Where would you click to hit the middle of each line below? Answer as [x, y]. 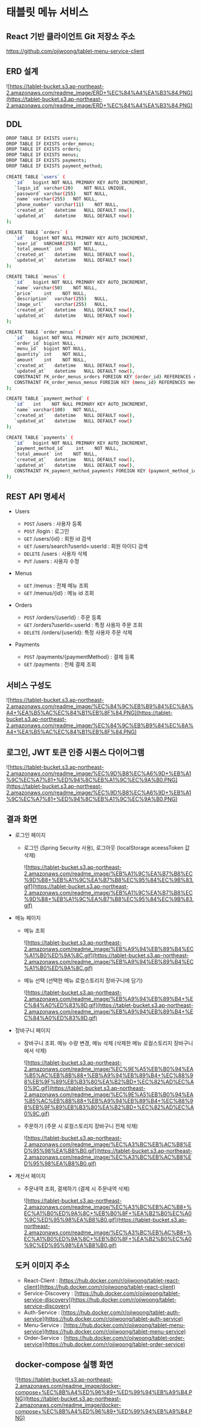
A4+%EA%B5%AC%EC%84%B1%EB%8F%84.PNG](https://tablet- [89, 713]
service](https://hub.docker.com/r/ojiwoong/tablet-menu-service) [105, 1331]
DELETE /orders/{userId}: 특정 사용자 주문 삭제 [78, 632]
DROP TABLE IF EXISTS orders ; [44, 149]
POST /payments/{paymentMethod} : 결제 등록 [79, 657]
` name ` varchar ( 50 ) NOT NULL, [56, 288]
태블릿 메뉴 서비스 [47, 12]
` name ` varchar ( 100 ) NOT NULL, [56, 410]
